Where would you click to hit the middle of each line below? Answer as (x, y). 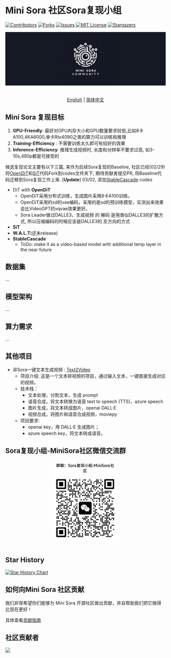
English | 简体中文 (85, 99)
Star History (25, 560)
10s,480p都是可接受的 (36, 156)
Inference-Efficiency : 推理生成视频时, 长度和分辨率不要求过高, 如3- (84, 149)
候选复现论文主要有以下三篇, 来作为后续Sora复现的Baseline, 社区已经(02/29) (85, 167)
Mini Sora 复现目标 (35, 117)
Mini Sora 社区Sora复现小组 (64, 10)
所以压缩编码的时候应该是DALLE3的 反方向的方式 (79, 221)
